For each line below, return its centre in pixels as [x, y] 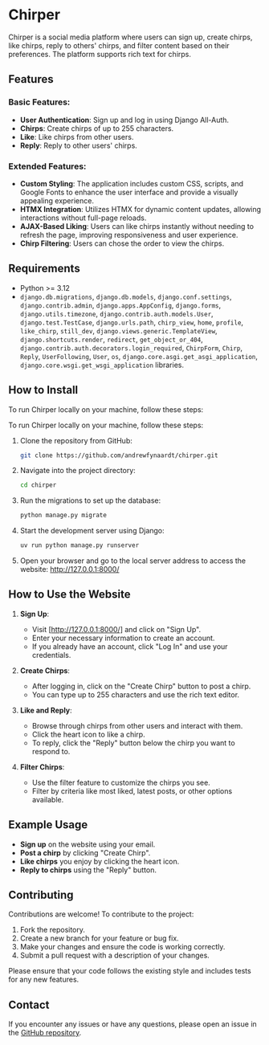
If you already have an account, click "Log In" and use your [130, 646]
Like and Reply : [46, 710]
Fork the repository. [53, 930]
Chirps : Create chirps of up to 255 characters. [97, 128]
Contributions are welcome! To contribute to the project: [101, 914]
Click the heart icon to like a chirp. [89, 734]
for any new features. [44, 980]
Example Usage [48, 825]
